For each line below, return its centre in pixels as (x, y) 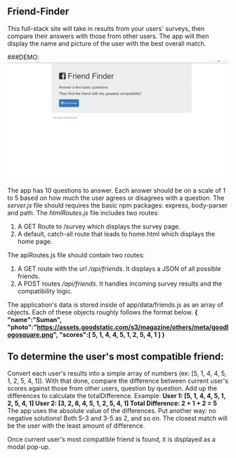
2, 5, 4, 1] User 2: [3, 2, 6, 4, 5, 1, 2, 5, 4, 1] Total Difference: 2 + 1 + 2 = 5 (112, 403)
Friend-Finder (38, 12)
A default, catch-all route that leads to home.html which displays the (116, 234)
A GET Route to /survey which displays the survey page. (99, 226)
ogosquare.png (31, 334)
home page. (35, 241)
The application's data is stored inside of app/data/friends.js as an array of (115, 305)
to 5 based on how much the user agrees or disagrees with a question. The (116, 198)
